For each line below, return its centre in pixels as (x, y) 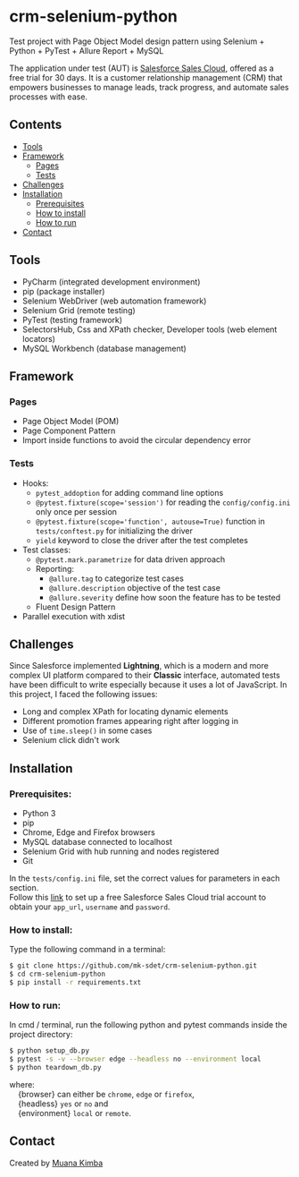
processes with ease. (48, 97)
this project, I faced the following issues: (83, 695)
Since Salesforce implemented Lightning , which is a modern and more (139, 666)
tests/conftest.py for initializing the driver (114, 531)
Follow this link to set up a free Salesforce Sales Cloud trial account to (137, 898)
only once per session (76, 511)
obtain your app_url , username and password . (90, 907)
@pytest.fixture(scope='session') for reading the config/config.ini (163, 502)
